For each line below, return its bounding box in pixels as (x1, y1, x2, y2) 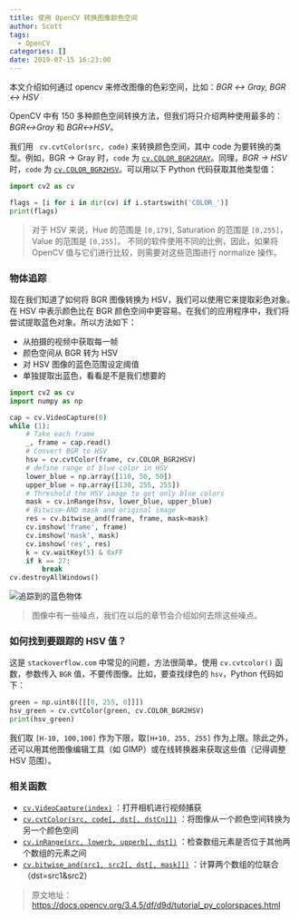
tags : (9, 30, 30, 39)
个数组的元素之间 (22, 847, 87, 858)
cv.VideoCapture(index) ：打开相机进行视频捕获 (22, 802, 202, 813)
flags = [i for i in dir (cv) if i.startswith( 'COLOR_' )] (9, 198, 229, 207)
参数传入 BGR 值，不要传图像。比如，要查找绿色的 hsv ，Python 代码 (24, 669, 276, 679)
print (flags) (9, 206, 59, 216)
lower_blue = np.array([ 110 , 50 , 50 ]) (25, 472, 172, 481)
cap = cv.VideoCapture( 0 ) (9, 413, 107, 422)
